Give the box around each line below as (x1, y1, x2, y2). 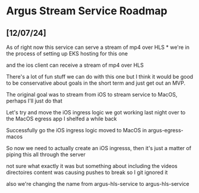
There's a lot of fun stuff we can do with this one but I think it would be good (6, 73, 194, 80)
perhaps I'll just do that (6, 97, 62, 104)
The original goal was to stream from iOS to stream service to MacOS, (6, 91, 178, 98)
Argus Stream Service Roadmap (6, 4, 168, 18)
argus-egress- (148, 127, 184, 133)
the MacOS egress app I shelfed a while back (6, 115, 117, 122)
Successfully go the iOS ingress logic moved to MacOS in (6, 127, 147, 133)
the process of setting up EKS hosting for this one (6, 50, 128, 57)
